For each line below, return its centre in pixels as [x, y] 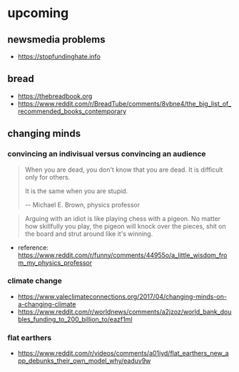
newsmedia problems [56, 40]
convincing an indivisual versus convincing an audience [107, 154]
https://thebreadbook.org [55, 96]
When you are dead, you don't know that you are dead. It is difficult [124, 170]
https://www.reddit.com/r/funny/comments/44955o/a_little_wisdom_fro [122, 255]
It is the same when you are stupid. [76, 191]
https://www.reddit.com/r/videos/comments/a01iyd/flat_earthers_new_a [123, 353]
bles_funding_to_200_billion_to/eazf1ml [75, 319]
